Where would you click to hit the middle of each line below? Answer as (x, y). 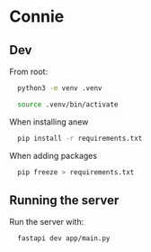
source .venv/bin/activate (68, 104)
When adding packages (53, 155)
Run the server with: (47, 222)
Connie (37, 17)
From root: (28, 71)
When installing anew (49, 121)
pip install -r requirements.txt (80, 138)
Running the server (64, 200)
